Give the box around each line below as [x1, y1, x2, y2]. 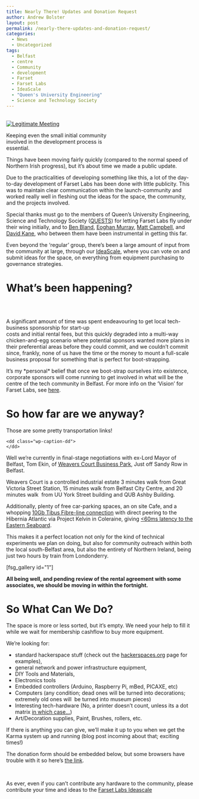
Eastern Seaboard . [6, 521, 52, 528]
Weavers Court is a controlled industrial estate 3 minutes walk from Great [6, 478, 186, 485]
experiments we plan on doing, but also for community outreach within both [6, 539, 192, 546]
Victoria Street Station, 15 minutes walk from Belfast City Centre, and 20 [6, 484, 183, 492]
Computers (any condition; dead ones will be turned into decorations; [14, 689, 186, 696]
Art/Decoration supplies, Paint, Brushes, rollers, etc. [14, 715, 142, 722]
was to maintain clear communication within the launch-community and [6, 186, 182, 194]
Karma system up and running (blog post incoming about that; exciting [6, 733, 179, 740]
